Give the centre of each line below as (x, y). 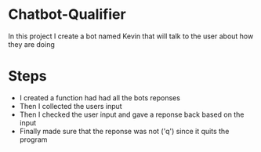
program (33, 139)
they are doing (31, 44)
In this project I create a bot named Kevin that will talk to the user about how (131, 36)
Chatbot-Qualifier (67, 14)
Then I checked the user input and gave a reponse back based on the (132, 114)
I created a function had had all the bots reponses (100, 98)
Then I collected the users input (71, 106)
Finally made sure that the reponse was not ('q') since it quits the (124, 131)
